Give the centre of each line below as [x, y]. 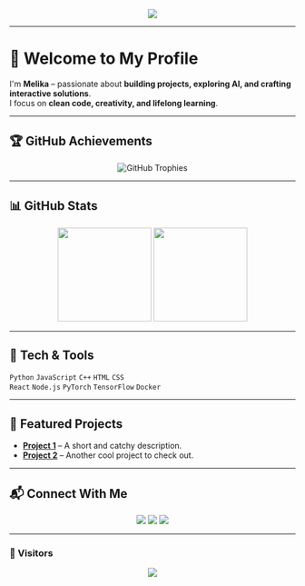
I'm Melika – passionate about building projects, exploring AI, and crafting [151, 84]
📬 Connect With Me [69, 494]
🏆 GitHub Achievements [81, 141]
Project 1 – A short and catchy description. [102, 446]
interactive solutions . [50, 93]
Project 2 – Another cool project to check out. [108, 455]
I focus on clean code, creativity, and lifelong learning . [114, 103]
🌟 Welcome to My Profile [104, 59]
